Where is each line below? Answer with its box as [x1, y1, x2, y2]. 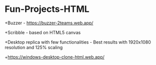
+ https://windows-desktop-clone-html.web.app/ [4, 54, 104, 60]
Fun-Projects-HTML [4, 3, 89, 15]
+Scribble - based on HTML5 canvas [4, 29, 81, 35]
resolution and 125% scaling [4, 44, 63, 50]
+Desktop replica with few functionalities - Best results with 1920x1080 [4, 39, 151, 45]
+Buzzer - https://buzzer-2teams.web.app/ [4, 20, 93, 26]
